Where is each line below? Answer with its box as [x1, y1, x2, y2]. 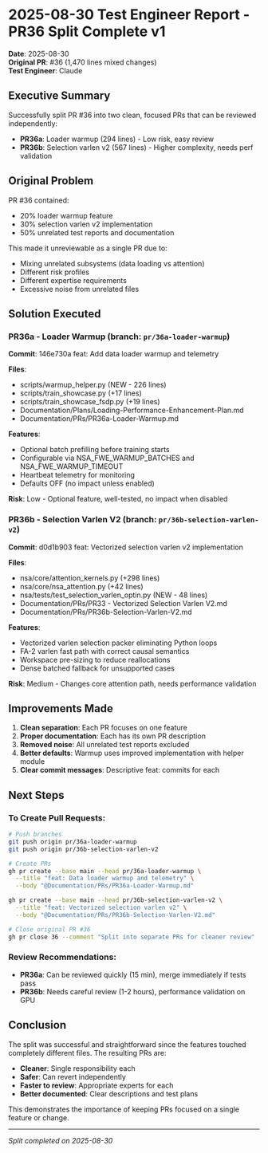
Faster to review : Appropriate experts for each [19, 1080, 174, 1090]
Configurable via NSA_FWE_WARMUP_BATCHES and [19, 453, 195, 463]
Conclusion [8, 1018, 67, 1032]
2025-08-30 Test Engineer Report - [8, 6, 250, 24]
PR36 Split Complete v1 [8, 22, 166, 41]
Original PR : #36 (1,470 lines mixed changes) [8, 57, 157, 67]
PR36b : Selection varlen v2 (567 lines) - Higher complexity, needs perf [19, 142, 254, 152]
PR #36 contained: [8, 195, 69, 205]
